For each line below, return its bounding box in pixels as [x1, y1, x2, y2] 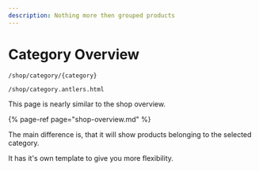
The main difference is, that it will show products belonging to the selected [8, 129, 252, 139]
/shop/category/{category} [8, 72, 97, 80]
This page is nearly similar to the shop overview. [8, 99, 166, 109]
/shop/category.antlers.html [8, 85, 105, 93]
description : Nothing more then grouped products [8, 11, 176, 20]
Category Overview [8, 45, 140, 63]
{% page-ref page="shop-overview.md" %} [8, 114, 151, 124]
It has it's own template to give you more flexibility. [8, 153, 174, 162]
